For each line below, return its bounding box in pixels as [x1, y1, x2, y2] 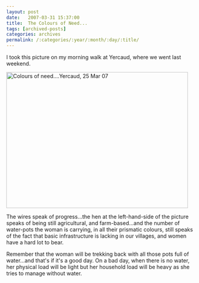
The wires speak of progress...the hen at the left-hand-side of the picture [6, 213, 189, 220]
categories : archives [6, 31, 61, 37]
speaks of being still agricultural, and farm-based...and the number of [6, 220, 180, 227]
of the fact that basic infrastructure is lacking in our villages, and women [6, 232, 187, 239]
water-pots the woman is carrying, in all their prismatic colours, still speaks [6, 226, 194, 233]
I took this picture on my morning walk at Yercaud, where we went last [6, 54, 181, 60]
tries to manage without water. [6, 270, 82, 277]
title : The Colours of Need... [6, 20, 88, 26]
